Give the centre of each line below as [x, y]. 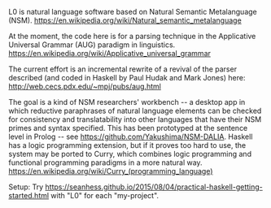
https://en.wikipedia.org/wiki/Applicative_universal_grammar [110, 53]
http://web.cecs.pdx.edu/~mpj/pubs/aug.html [85, 86]
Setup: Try [26, 187]
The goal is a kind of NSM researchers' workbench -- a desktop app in [127, 102]
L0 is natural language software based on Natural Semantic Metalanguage [133, 12]
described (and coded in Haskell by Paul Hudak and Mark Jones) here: [127, 78]
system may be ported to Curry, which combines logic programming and [130, 154]
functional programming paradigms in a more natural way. [105, 162]
